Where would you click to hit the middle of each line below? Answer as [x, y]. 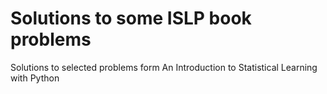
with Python [35, 78]
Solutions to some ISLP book [131, 18]
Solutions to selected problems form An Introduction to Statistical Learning [164, 67]
